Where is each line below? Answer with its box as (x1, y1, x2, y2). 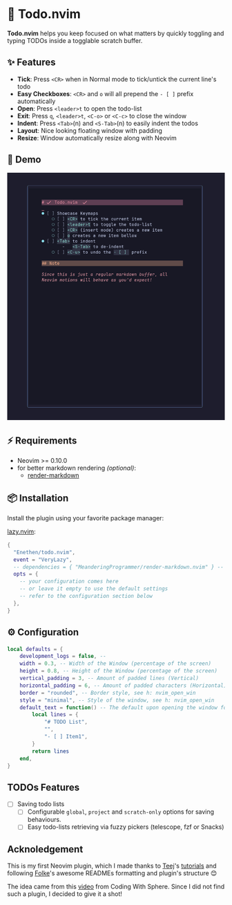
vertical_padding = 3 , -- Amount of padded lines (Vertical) (19, 675, 199, 682)
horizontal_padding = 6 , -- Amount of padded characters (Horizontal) (19, 682, 227, 689)
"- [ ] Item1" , (43, 733, 88, 740)
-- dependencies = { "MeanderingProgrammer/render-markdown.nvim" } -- (13, 563, 224, 570)
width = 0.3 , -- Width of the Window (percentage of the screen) (19, 660, 212, 667)
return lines (32, 747, 70, 755)
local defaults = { (7, 646, 64, 652)
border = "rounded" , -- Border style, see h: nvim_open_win (19, 689, 196, 696)
